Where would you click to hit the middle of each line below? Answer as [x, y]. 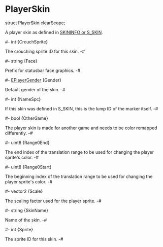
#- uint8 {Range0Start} [28, 167]
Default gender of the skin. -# [35, 89]
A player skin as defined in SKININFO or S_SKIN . [54, 32]
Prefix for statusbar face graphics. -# [43, 71]
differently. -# [19, 133]
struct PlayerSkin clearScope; [35, 23]
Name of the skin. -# [26, 220]
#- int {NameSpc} [23, 99]
